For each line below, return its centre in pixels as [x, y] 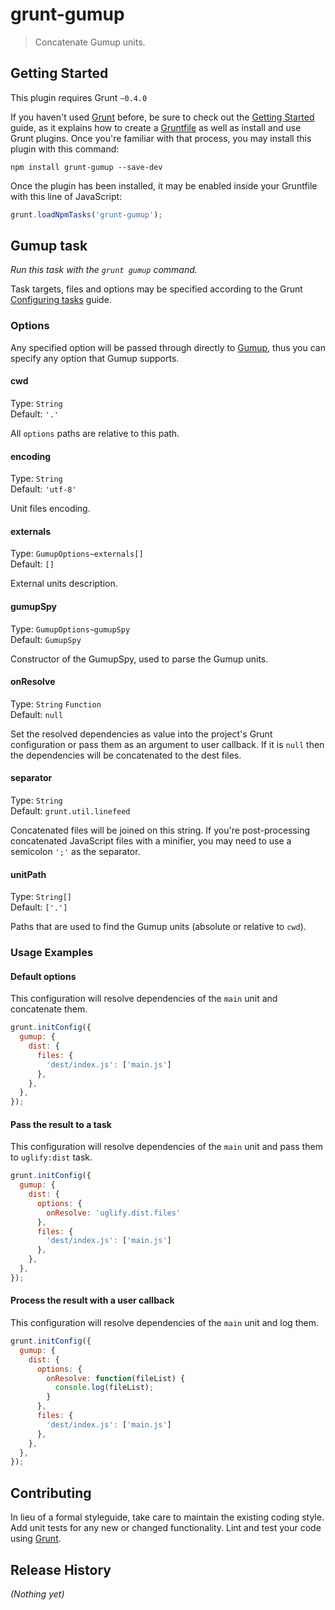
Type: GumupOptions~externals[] [77, 554]
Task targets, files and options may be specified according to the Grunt [156, 289]
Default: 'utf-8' [43, 489]
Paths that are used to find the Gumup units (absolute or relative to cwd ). [158, 927]
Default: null [37, 714]
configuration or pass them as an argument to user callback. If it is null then [167, 744]
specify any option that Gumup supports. [95, 358]
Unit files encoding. [50, 509]
